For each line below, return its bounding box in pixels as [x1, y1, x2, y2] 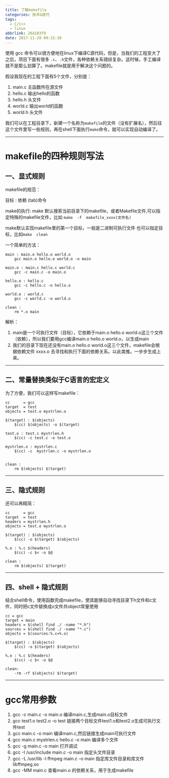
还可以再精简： [5, 500, 36, 506]
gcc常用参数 [5, 694, 57, 705]
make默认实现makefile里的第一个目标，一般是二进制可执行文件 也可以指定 [5, 225, 159, 231]
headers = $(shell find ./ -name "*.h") [5, 622, 92, 628]
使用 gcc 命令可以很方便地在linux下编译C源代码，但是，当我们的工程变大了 [5, 50, 161, 56]
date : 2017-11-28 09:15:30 [5, 36, 62, 41]
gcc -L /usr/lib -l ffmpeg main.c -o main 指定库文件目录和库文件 [12, 756, 144, 762]
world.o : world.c [5, 291, 44, 296]
